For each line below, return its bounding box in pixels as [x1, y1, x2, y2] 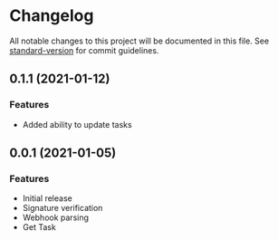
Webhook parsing [22, 212, 89, 223]
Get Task [22, 222, 56, 233]
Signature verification [22, 203, 103, 214]
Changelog [9, 5, 94, 26]
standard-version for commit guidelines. [9, 44, 159, 55]
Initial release [22, 193, 72, 204]
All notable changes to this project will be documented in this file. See [9, 35, 270, 46]
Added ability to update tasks [22, 119, 133, 130]
